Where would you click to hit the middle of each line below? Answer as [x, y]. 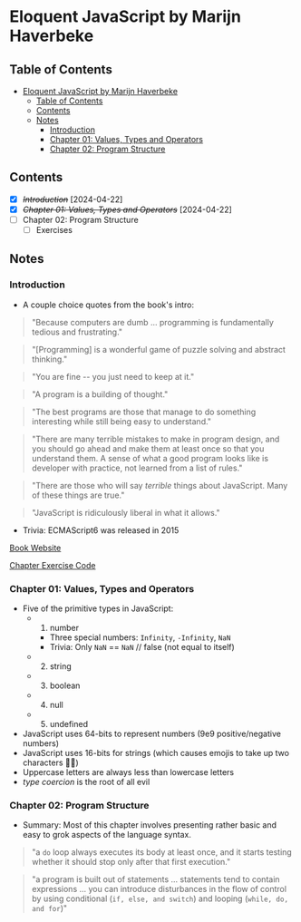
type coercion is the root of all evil [86, 782]
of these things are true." [78, 495]
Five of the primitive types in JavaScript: [98, 608]
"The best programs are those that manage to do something [144, 412]
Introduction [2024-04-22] [73, 199]
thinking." [49, 359]
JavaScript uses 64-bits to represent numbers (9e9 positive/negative [151, 734]
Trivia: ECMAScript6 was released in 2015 [101, 530]
